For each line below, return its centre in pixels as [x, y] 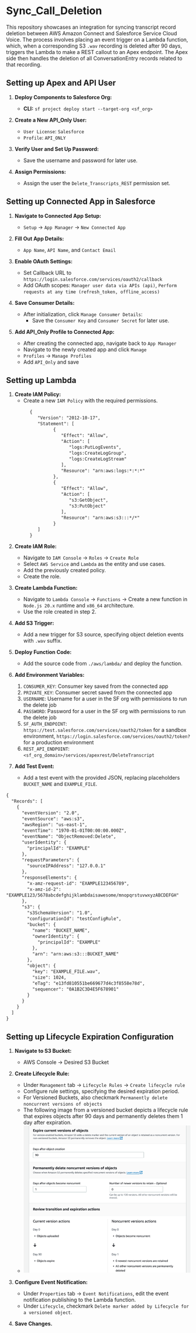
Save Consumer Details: [44, 303]
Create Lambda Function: [46, 588]
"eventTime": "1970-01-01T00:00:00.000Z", [74, 831]
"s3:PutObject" [87, 506]
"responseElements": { [49, 878]
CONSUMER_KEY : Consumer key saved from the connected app [96, 686]
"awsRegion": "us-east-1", [54, 825]
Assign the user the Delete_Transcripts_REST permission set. [97, 183]
